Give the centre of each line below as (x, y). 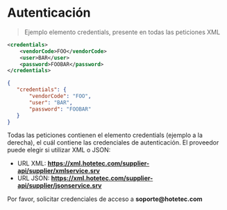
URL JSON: (33, 178)
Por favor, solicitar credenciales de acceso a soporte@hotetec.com (105, 199)
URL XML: (32, 163)
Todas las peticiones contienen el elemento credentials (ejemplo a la (105, 135)
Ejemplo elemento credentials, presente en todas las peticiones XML (122, 32)
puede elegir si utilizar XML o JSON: (59, 150)
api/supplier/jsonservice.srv (59, 186)
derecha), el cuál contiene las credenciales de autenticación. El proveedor (113, 143)
